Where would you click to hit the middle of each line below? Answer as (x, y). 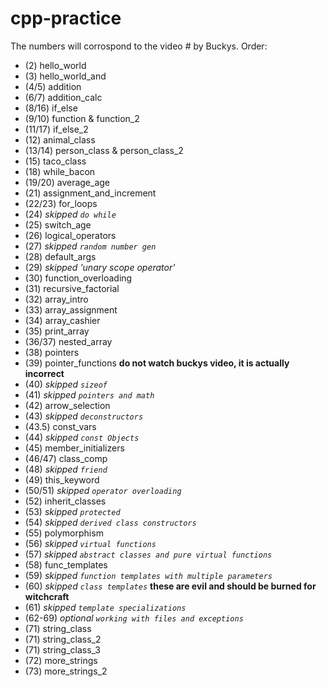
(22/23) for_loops (61, 203)
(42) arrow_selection (67, 405)
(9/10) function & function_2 (82, 118)
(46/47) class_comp (66, 458)
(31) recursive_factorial (72, 288)
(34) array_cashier (62, 320)
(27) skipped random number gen (90, 246)
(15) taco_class (55, 161)
